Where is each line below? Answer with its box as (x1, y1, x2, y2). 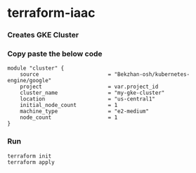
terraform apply (7, 158, 55, 166)
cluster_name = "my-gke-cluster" (20, 89, 165, 96)
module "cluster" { (7, 65, 65, 72)
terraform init (7, 153, 52, 160)
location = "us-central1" (20, 96, 156, 103)
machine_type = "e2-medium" (20, 108, 150, 115)
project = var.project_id (20, 83, 159, 91)
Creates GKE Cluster (7, 30, 79, 40)
